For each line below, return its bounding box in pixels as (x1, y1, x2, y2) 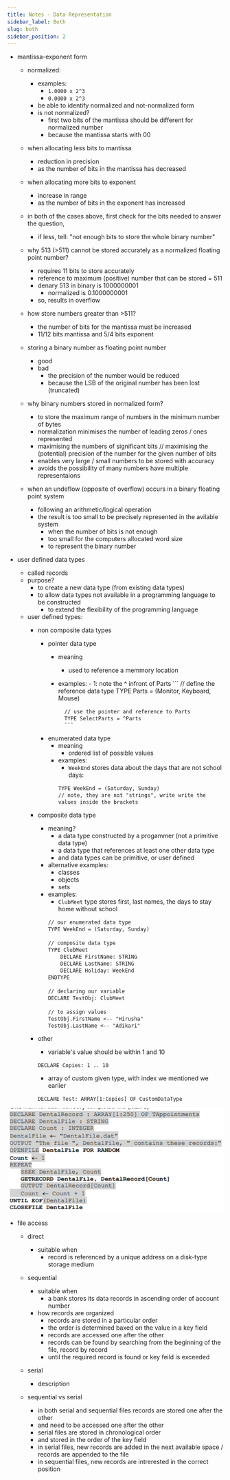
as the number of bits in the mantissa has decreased (37, 165, 187, 173)
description (37, 1379, 70, 1388)
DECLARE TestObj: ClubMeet (47, 995, 126, 1002)
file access (16, 1219, 48, 1227)
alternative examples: (47, 861, 108, 869)
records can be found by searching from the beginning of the (47, 1338, 221, 1347)
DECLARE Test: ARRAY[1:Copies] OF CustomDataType (37, 1096, 183, 1103)
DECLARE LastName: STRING (60, 960, 135, 968)
